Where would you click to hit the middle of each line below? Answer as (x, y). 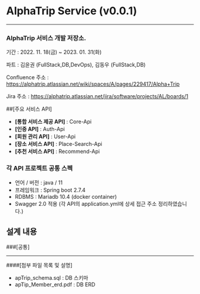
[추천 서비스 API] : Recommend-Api (57, 151)
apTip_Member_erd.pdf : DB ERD (55, 284)
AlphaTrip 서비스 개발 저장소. (46, 38)
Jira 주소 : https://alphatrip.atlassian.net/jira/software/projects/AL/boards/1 (97, 96)
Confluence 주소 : (28, 77)
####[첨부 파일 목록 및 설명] (39, 265)
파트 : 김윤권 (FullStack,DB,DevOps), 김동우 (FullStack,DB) (76, 65)
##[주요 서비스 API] (29, 109)
